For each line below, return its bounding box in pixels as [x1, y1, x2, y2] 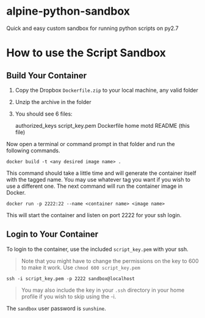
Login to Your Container [6, 229, 99, 240]
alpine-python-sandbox [6, 4, 130, 18]
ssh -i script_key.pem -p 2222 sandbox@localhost [6, 275, 135, 282]
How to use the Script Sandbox [6, 46, 167, 60]
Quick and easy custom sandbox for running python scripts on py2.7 [6, 24, 179, 32]
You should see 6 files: [15, 110, 73, 117]
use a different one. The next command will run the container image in [6, 182, 183, 190]
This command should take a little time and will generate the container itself [6, 169, 196, 177]
